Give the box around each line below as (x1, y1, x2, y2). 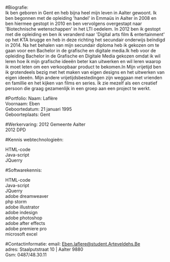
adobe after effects (5, 220, 46, 226)
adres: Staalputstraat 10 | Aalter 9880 (5, 246, 84, 252)
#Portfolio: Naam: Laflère (5, 95, 58, 101)
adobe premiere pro (5, 226, 47, 231)
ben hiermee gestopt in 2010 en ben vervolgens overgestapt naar (5, 20, 142, 26)
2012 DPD (5, 127, 26, 133)
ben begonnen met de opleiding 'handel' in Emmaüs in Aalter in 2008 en (5, 15, 157, 21)
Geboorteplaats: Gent (5, 111, 51, 118)
